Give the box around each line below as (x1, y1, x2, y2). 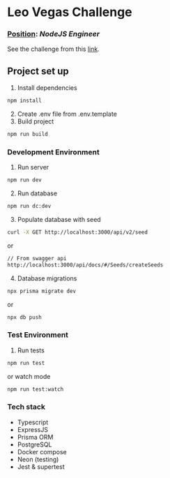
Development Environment (7, 147, 100, 157)
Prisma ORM (17, 433, 54, 441)
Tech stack (7, 402, 45, 412)
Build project (17, 117, 54, 126)
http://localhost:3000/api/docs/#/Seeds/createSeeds (7, 261, 164, 269)
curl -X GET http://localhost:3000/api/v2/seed (7, 229, 148, 236)
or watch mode (7, 372, 51, 380)
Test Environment (7, 330, 68, 340)
